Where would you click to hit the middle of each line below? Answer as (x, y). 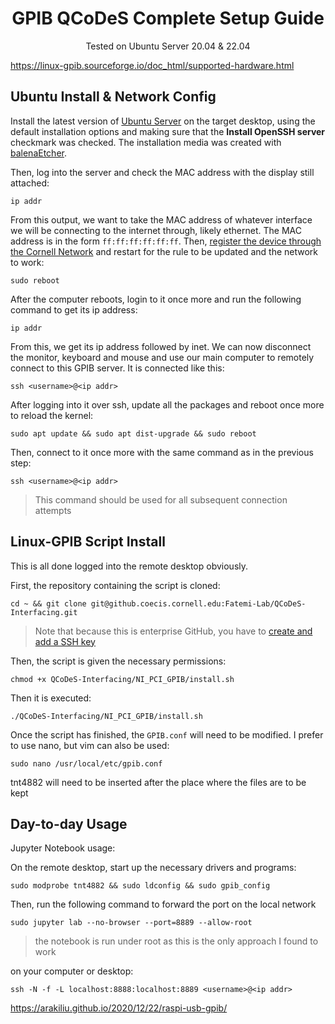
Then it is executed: (51, 698)
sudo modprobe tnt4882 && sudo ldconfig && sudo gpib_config (140, 886)
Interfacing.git (44, 612)
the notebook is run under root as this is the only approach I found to (176, 941)
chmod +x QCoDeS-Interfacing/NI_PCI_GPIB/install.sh (122, 679)
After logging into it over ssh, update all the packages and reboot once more (167, 404)
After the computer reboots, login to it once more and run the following (156, 299)
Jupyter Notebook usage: (63, 848)
